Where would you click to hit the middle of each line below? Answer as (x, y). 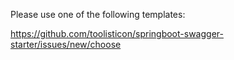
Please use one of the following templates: (98, 14)
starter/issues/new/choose (66, 44)
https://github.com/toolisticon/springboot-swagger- (117, 33)
